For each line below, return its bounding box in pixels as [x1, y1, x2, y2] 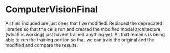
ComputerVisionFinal [5, 4, 98, 15]
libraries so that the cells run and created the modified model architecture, [5, 25, 162, 32]
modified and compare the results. [5, 42, 78, 48]
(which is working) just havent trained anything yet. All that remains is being [5, 31, 165, 37]
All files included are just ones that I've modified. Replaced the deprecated [5, 20, 163, 26]
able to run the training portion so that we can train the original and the [5, 37, 155, 43]
